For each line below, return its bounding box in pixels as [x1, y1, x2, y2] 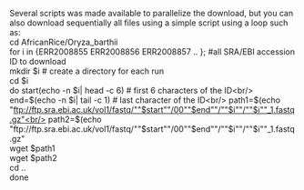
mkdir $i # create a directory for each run [9, 65, 165, 76]
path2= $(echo [47, 114, 102, 125]
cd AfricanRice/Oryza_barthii [9, 36, 118, 47]
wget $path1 [9, 143, 56, 154]
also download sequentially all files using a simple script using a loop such [9, 17, 289, 28]
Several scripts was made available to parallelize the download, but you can [9, 8, 294, 18]
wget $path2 [9, 153, 57, 163]
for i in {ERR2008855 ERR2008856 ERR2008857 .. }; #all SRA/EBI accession [9, 46, 296, 57]
